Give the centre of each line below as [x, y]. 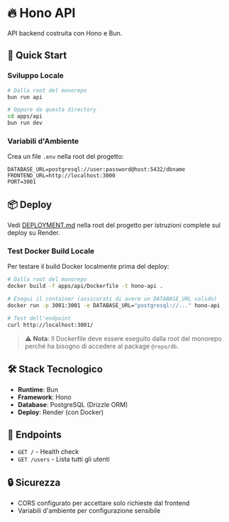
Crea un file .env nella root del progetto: [66, 157]
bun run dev [25, 123]
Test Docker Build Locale [51, 251]
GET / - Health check [48, 452]
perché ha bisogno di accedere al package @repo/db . [102, 346]
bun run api [25, 97]
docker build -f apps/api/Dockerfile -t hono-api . [85, 286]
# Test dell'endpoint [39, 318]
